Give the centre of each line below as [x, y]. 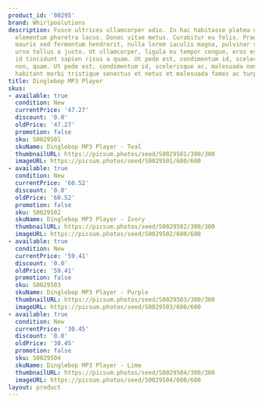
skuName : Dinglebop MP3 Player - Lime [79, 365]
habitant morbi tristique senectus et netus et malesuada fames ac [128, 74]
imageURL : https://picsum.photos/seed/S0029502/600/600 [108, 234]
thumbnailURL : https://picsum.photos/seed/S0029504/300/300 [115, 372]
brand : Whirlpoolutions [47, 23]
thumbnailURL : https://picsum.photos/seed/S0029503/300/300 [115, 300]
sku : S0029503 [38, 285]
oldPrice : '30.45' [45, 343]
